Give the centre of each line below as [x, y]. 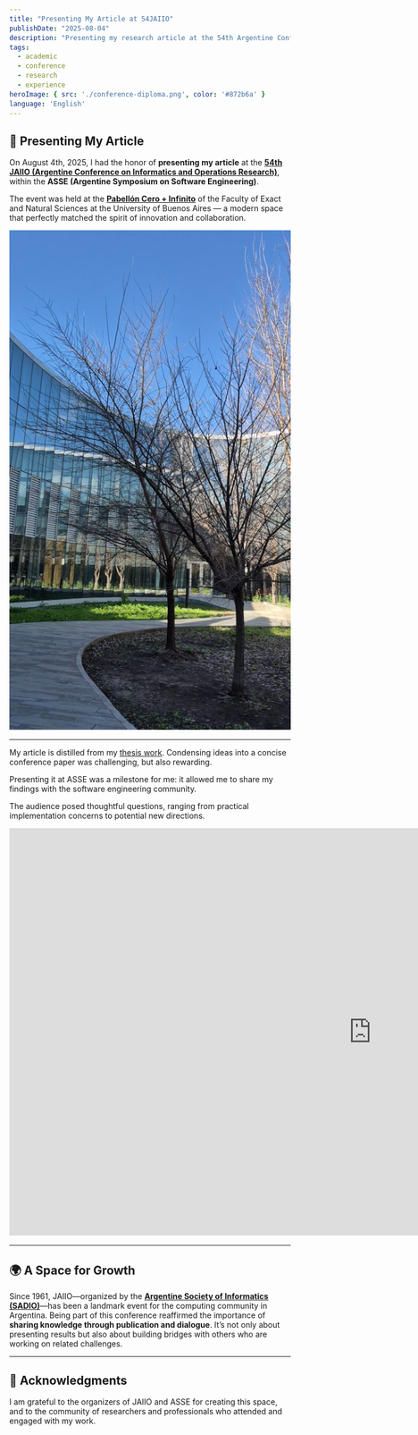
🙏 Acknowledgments [68, 1380]
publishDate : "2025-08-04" [59, 28]
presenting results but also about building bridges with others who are [138, 1334]
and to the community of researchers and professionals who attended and [146, 1411]
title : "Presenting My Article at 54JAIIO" [92, 19]
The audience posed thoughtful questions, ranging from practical [129, 806]
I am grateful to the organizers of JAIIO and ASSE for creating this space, [144, 1402]
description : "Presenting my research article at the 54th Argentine [142, 38]
